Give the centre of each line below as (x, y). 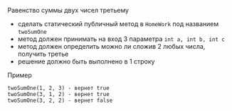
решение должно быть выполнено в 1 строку (86, 62)
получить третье (43, 54)
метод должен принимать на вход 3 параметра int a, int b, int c (121, 39)
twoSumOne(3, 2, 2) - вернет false (60, 100)
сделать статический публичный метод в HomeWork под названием (118, 24)
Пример (20, 75)
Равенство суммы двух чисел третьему (68, 10)
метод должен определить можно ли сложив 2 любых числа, (111, 46)
